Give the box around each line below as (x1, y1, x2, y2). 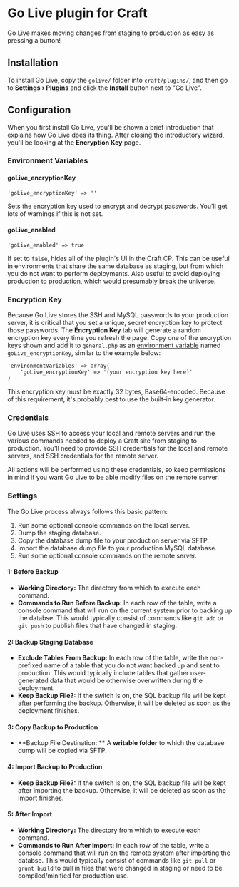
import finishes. (17, 794, 64, 802)
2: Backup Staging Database (7, 637, 94, 646)
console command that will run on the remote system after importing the (17, 848, 230, 857)
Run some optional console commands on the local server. (17, 521, 190, 529)
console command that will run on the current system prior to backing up (17, 606, 233, 615)
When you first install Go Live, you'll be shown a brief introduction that (7, 123, 214, 131)
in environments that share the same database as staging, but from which (7, 262, 224, 270)
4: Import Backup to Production (7, 762, 103, 771)
